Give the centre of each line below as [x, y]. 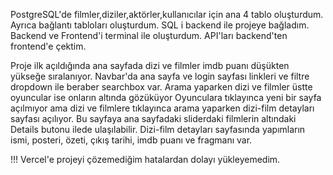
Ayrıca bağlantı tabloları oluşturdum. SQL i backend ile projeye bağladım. [160, 25]
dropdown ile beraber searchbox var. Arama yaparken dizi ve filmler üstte [161, 87]
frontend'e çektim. [48, 46]
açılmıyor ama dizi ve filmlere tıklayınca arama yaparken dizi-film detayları [162, 108]
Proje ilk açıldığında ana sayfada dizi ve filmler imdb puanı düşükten [150, 65]
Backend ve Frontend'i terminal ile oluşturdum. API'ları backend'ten [149, 35]
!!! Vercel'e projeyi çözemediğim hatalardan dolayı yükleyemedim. [145, 159]
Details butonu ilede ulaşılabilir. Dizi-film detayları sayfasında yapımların [158, 129]
